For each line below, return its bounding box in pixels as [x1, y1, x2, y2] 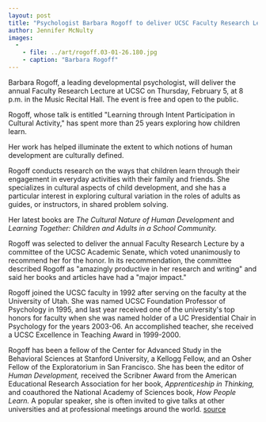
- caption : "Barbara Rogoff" [22, 56, 119, 64]
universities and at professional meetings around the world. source [8, 404, 226, 413]
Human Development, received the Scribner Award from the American [8, 370, 237, 380]
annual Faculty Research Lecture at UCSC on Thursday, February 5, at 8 [8, 86, 244, 95]
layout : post [8, 11, 51, 20]
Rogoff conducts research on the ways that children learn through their [8, 166, 240, 175]
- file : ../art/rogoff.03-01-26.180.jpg [22, 48, 158, 56]
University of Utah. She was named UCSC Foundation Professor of [8, 296, 226, 305]
